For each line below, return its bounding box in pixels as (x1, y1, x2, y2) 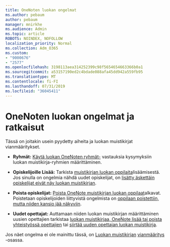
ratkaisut (5, 121, 45, 133)
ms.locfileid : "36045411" (5, 88, 60, 94)
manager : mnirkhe (5, 22, 42, 27)
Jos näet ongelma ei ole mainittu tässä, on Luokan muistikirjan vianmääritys (5, 232, 165, 238)
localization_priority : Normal (5, 41, 72, 46)
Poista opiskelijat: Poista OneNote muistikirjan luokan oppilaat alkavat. (12, 190, 161, 196)
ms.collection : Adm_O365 (5, 46, 58, 51)
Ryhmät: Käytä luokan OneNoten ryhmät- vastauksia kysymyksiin (12, 154, 152, 160)
